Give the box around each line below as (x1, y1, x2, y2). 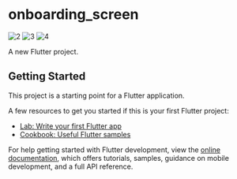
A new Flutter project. (8, 47, 79, 56)
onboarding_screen (8, 6, 140, 24)
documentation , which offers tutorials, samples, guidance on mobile (8, 153, 229, 162)
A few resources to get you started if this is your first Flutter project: (8, 106, 229, 115)
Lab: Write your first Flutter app (19, 121, 122, 131)
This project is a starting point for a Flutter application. (8, 91, 185, 100)
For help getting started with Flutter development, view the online (8, 144, 221, 155)
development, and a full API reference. (8, 162, 134, 171)
